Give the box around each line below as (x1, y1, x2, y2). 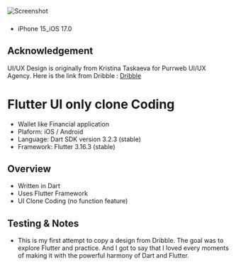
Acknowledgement (7, 45, 94, 57)
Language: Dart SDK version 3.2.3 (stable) (17, 135, 142, 143)
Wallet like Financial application (17, 119, 110, 128)
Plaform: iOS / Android (17, 127, 84, 136)
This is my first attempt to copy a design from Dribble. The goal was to (17, 236, 224, 245)
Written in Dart (17, 182, 60, 190)
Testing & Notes (7, 217, 79, 229)
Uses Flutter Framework (17, 189, 89, 198)
